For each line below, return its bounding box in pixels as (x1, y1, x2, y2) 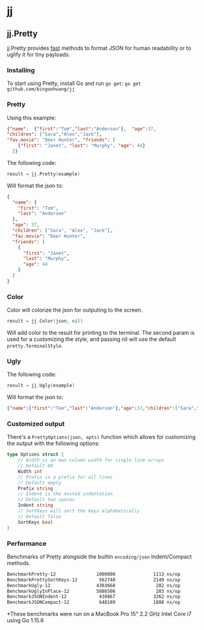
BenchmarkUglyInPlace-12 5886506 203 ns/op (7, 588, 181, 594)
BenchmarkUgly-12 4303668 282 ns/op (7, 582, 181, 589)
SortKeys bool (18, 519, 53, 525)
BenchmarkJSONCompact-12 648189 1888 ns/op (7, 599, 181, 606)
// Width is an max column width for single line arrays (18, 457, 165, 463)
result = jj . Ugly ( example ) (7, 383, 75, 389)
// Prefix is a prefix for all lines (18, 474, 113, 480)
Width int (18, 468, 43, 474)
